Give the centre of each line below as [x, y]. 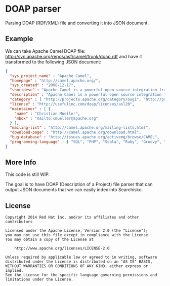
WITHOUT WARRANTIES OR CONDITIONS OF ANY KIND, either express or [77, 266]
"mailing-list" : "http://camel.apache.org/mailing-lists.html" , [80, 128]
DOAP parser [33, 9]
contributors [19, 222]
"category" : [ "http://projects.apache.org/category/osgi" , [76, 99]
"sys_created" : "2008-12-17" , [43, 85]
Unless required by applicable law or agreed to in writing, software [81, 257]
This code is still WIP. [27, 174]
